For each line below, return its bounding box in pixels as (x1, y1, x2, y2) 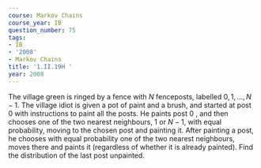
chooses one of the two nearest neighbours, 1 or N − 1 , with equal (8, 117, 222, 126)
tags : (8, 33, 26, 42)
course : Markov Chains (8, 11, 83, 20)
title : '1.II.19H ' (8, 63, 73, 71)
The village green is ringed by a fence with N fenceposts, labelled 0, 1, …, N (8, 91, 252, 101)
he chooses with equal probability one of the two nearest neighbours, (8, 133, 235, 143)
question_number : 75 (8, 26, 77, 34)
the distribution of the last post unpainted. (8, 151, 145, 160)
